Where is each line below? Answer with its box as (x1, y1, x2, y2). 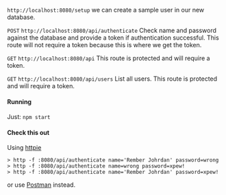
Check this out (7, 128, 50, 136)
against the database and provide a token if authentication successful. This (7, 34, 219, 42)
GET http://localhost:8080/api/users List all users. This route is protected (7, 75, 218, 83)
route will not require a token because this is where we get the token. (7, 41, 202, 49)
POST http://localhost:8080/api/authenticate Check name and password (7, 27, 217, 34)
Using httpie (7, 144, 42, 152)
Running (7, 97, 32, 105)
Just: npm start (7, 113, 51, 121)
